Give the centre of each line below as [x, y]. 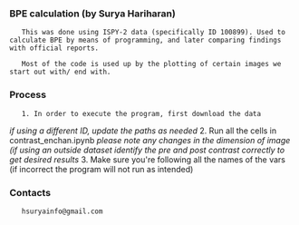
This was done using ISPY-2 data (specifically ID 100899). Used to [153, 33]
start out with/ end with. [60, 72]
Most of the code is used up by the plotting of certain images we [151, 64]
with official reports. [54, 48]
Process [28, 95]
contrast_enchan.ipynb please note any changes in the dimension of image [150, 140]
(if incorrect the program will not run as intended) [101, 169]
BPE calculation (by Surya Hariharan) [93, 14]
